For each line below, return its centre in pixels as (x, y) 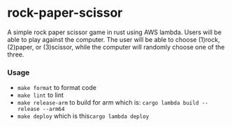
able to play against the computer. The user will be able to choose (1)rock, (114, 39)
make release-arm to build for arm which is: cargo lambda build (108, 103)
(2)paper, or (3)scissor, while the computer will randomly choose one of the (116, 47)
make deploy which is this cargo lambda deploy (83, 116)
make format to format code (57, 88)
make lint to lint (41, 95)
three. (16, 54)
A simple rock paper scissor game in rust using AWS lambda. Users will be (115, 32)
